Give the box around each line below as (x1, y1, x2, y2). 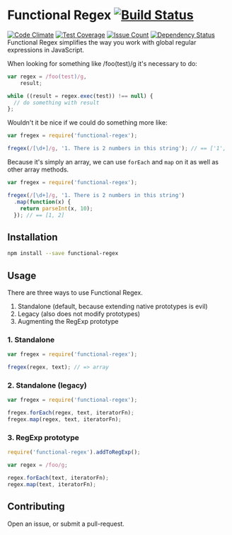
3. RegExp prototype (7, 432, 80, 442)
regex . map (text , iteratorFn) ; (7, 480, 97, 488)
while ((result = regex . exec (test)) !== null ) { (7, 92, 153, 99)
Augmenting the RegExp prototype (17, 317, 119, 325)
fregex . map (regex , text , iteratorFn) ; (7, 416, 122, 423)
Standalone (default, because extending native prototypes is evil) (17, 302, 208, 310)
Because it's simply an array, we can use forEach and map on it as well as (7, 158, 219, 167)
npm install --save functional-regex (7, 250, 119, 257)
